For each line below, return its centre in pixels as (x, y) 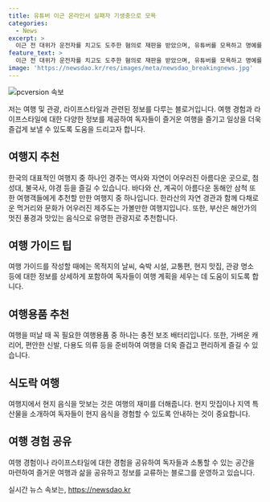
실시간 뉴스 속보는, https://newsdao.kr (70, 489)
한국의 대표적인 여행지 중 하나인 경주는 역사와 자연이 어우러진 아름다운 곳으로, (129, 178)
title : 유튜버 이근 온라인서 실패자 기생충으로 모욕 (82, 16)
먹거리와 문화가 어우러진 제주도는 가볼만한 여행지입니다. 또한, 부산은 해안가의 (137, 208)
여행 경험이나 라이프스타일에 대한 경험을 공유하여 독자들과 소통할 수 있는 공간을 (132, 462)
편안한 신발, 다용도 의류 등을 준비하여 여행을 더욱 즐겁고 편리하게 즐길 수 (138, 345)
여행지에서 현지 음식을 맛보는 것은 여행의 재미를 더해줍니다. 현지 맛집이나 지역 (129, 404)
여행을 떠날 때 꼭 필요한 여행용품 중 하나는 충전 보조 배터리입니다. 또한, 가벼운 (129, 335)
